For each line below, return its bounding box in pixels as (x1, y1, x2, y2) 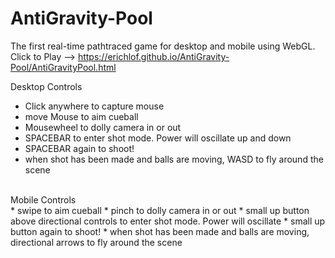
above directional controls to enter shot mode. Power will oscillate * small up (10, 215, 326, 227)
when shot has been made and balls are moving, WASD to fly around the (24, 153, 324, 165)
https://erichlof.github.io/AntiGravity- (77, 50, 230, 62)
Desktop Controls (10, 80, 83, 92)
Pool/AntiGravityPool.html (10, 61, 117, 73)
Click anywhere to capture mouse (24, 100, 165, 112)
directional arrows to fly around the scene (10, 236, 183, 248)
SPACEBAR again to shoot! (24, 142, 135, 154)
